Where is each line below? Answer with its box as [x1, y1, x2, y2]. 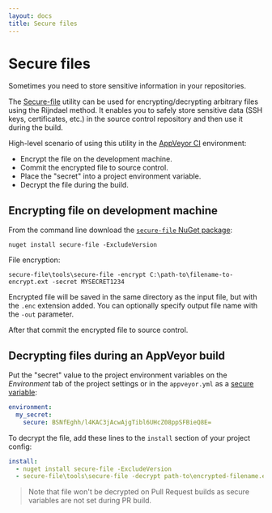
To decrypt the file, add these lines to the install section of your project [8, 433, 251, 442]
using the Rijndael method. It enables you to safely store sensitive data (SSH [8, 106, 263, 115]
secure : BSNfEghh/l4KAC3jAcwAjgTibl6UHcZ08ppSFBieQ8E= [23, 418, 212, 426]
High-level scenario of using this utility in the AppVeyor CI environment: [8, 139, 247, 149]
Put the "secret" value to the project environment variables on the [8, 370, 228, 380]
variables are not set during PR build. [28, 496, 152, 506]
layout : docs [8, 11, 53, 20]
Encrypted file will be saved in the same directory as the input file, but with [8, 292, 257, 302]
